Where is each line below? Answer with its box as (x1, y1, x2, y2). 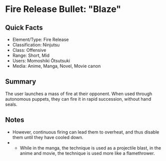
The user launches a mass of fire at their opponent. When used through (5, 91, 153, 97)
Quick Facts (5, 23, 43, 32)
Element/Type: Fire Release (12, 36, 69, 42)
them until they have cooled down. (12, 134, 84, 140)
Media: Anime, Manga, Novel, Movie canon (12, 63, 101, 69)
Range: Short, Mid (12, 52, 50, 58)
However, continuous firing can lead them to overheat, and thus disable (12, 129, 160, 135)
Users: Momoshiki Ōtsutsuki (12, 58, 71, 63)
